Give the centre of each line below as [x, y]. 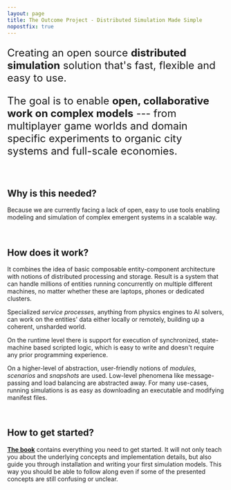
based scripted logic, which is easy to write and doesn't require [124, 347]
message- [200, 375]
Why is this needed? [52, 193]
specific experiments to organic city [95, 139]
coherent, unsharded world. [47, 327]
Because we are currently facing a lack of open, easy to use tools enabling [113, 210]
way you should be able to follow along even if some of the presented [107, 471]
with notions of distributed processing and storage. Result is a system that [113, 276]
